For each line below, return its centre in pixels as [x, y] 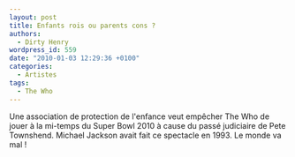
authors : [25, 34]
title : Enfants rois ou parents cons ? [83, 26]
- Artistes [37, 75]
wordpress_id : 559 [43, 50]
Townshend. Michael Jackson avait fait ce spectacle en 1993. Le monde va [145, 135]
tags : [19, 83]
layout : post [33, 17]
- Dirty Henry [43, 42]
